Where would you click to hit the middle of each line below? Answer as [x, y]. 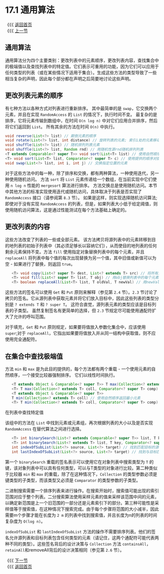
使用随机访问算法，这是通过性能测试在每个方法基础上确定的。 [67, 210]
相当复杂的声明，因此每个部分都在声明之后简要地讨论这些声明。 [69, 78]
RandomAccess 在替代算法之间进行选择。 [44, 429]
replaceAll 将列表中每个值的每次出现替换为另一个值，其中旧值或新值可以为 [81, 258]
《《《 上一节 [16, 30]
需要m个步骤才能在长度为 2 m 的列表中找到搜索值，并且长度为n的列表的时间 [81, 515]
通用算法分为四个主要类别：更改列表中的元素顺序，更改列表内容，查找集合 [80, 60]
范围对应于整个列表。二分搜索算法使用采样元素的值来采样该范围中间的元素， [82, 497]
